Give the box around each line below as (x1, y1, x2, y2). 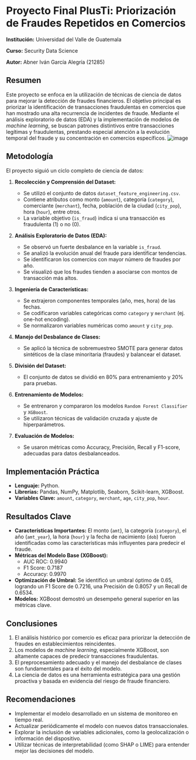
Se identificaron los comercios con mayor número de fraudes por (23, 255, 181, 262)
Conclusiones (6, 619, 58, 628)
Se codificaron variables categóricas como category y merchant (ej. (23, 309, 185, 316)
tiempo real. (14, 716, 44, 723)
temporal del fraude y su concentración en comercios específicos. (6, 134, 167, 141)
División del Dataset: (14, 362, 66, 369)
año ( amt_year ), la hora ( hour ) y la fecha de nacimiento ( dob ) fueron (14, 533, 176, 540)
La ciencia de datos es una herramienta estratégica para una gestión (14, 671, 180, 678)
